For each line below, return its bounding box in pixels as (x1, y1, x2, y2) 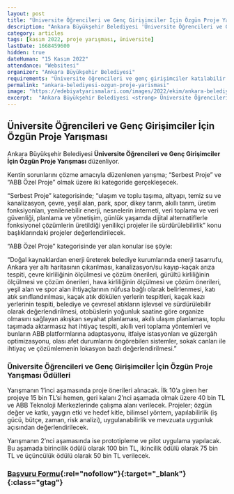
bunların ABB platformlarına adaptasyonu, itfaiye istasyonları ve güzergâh (7, 329, 218, 338)
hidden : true (7, 49, 45, 56)
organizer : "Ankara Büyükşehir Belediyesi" (7, 68, 136, 75)
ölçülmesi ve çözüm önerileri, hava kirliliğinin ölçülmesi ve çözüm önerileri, (7, 277, 221, 286)
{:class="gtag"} (7, 478, 63, 488)
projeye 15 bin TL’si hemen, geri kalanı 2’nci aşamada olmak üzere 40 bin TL (7, 394, 226, 402)
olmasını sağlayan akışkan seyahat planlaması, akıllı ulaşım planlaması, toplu (7, 314, 225, 323)
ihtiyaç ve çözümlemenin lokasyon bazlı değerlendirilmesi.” (7, 344, 177, 353)
